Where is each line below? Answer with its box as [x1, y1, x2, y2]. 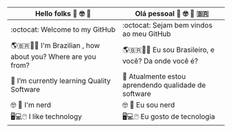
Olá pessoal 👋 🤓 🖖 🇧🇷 [135, 9, 209, 18]
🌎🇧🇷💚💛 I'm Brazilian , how [10, 41, 100, 50]
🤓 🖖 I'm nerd [10, 100, 52, 110]
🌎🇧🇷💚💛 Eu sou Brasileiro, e [122, 45, 215, 54]
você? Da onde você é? [122, 57, 198, 65]
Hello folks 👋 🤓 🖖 [35, 9, 92, 18]
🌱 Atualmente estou [122, 72, 186, 81]
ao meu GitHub [122, 29, 171, 39]
